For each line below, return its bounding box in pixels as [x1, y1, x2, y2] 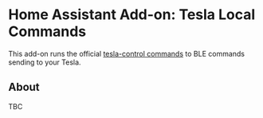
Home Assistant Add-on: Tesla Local [8, 6, 256, 24]
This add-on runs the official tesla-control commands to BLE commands [8, 49, 245, 58]
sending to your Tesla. [8, 57, 81, 67]
